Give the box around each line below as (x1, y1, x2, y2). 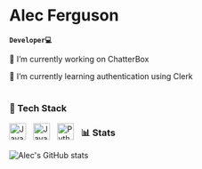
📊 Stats (81, 126, 116, 139)
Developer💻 (9, 36, 53, 44)
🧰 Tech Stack (9, 102, 68, 115)
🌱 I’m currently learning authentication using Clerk (9, 70, 193, 81)
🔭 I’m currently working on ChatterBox (9, 53, 149, 64)
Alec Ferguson (9, 5, 119, 26)
